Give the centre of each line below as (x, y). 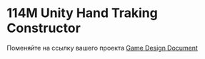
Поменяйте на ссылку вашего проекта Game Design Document (102, 48)
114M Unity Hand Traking (82, 13)
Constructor (44, 28)
